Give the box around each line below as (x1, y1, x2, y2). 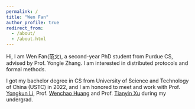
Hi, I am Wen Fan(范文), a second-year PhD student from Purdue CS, (6, 53, 173, 60)
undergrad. (6, 96, 34, 103)
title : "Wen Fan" (6, 14, 49, 20)
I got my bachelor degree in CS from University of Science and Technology (6, 77, 189, 84)
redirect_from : (6, 25, 44, 31)
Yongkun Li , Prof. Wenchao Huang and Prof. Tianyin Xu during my (6, 90, 167, 97)
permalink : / (6, 8, 38, 15)
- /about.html (11, 36, 46, 42)
